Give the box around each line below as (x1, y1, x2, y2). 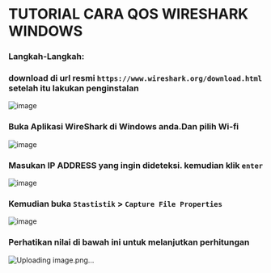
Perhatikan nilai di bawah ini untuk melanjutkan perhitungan (8, 237, 250, 248)
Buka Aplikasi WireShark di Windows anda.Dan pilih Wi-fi (8, 121, 239, 132)
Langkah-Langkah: (8, 51, 85, 62)
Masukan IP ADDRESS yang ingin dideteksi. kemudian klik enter (8, 159, 264, 170)
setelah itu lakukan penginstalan (8, 82, 139, 94)
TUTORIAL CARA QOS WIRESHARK (8, 5, 249, 23)
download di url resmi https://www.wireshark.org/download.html (8, 73, 263, 84)
